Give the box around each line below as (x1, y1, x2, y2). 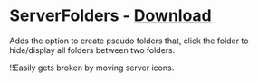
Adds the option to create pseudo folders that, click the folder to (9, 35, 249, 46)
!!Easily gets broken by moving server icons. (9, 62, 175, 73)
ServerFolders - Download (9, 5, 213, 26)
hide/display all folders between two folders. (9, 44, 176, 55)
